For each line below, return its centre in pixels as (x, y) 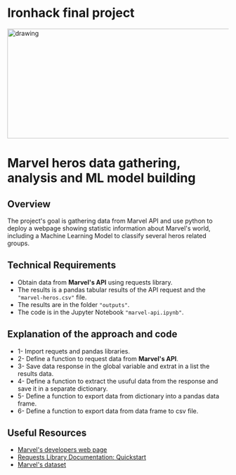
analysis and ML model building (101, 178)
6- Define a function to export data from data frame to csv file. (108, 411)
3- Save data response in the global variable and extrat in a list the (113, 366)
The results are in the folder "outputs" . (73, 304)
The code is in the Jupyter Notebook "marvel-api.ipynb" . (100, 312)
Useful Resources (47, 432)
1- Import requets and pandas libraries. (73, 351)
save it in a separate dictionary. (63, 389)
